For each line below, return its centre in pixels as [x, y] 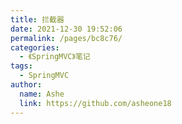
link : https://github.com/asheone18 [95, 103]
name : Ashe [42, 94]
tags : [21, 66]
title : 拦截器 [37, 19]
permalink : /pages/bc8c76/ [66, 38]
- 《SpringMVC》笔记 [55, 57]
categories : [35, 47]
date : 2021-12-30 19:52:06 [66, 29]
